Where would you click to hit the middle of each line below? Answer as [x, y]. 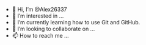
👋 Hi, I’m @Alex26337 [39, 9]
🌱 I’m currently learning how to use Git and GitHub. [76, 22]
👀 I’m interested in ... [38, 16]
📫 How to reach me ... [40, 36]
